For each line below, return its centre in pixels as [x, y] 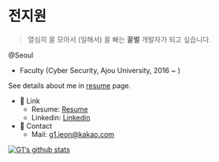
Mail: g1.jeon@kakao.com [73, 134]
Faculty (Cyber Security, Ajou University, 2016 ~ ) [100, 70]
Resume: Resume [59, 109]
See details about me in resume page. [70, 85]
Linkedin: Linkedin [61, 117]
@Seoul [21, 55]
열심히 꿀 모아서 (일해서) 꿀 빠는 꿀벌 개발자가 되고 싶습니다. [119, 39]
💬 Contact [36, 126]
